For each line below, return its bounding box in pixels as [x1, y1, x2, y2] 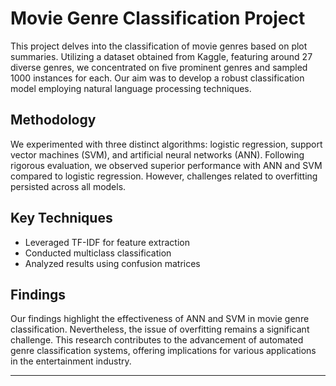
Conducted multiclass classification [24, 247, 172, 259]
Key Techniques [10, 210, 113, 227]
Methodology [10, 112, 97, 129]
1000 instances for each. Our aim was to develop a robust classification [10, 72, 305, 84]
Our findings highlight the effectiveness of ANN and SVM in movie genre [10, 313, 310, 325]
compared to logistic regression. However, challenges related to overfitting [10, 170, 318, 182]
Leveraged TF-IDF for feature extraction [24, 236, 190, 248]
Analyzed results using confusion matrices [24, 257, 201, 269]
